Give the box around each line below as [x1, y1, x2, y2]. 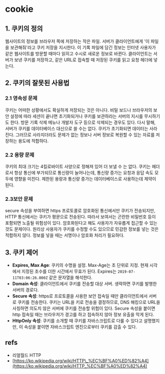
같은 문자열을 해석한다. [49, 275, 93, 281]
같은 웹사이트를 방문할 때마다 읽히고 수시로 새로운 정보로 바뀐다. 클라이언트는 [5, 51, 153, 56]
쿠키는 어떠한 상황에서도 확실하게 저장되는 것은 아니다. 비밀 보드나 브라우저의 [5, 107, 153, 113]
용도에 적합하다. [18, 138, 49, 144]
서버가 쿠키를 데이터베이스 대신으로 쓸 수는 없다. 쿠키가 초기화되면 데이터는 [5, 125, 149, 131]
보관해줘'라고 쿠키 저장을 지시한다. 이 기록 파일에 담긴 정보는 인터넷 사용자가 [10, 44, 156, 50]
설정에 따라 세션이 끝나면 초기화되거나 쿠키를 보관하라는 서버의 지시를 [10, 113, 143, 119]
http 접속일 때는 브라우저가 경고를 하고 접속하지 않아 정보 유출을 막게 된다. [12, 312, 154, 318]
